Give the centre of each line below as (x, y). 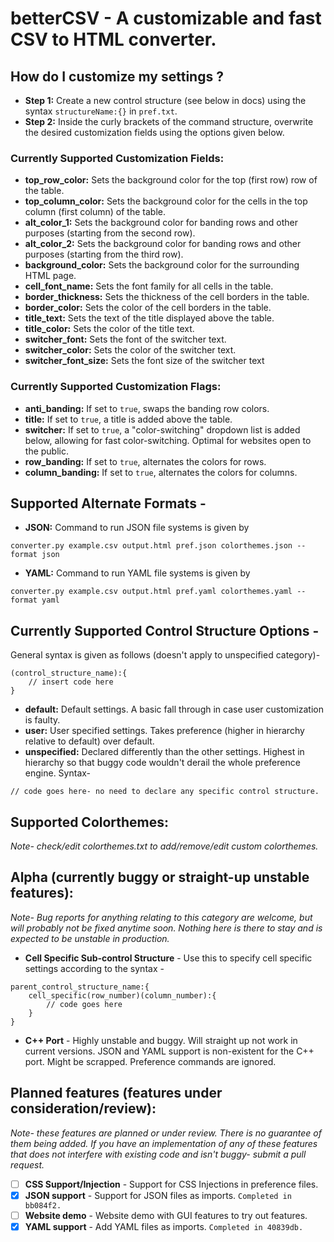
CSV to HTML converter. (113, 39)
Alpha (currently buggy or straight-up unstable (160, 877)
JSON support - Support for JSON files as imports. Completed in (158, 1195)
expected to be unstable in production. (90, 938)
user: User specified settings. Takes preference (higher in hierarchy (164, 731)
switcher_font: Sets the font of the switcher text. (125, 339)
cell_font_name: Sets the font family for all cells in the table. (149, 286)
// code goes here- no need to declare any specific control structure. (165, 792)
